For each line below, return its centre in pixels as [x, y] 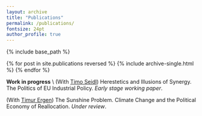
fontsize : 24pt [25, 29]
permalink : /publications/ [40, 23]
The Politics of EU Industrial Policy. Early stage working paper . [84, 88]
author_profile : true [34, 35]
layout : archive [27, 12]
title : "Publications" [35, 18]
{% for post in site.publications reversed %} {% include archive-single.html [100, 64]
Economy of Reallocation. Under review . [56, 106]
